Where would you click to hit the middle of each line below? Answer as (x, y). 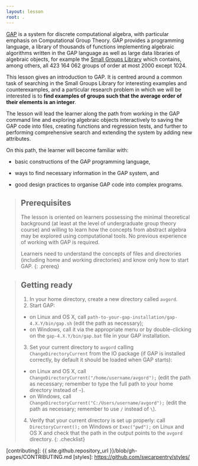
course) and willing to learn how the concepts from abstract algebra (103, 230)
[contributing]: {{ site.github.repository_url (57, 451)
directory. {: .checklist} (57, 439)
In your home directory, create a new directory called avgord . (103, 299)
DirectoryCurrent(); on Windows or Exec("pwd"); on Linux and (107, 427)
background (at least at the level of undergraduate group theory (98, 224)
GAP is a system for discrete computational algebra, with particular (88, 34)
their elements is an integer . (41, 102)
